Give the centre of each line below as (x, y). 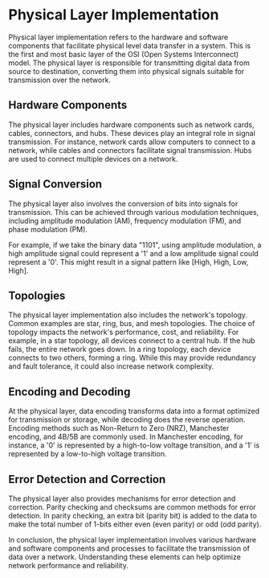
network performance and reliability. (68, 566)
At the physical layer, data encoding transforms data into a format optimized (134, 411)
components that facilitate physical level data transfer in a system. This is (130, 45)
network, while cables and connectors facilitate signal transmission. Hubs (130, 150)
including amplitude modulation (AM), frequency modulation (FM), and (125, 221)
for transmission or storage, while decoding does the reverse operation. (127, 419)
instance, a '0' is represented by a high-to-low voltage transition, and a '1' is (134, 445)
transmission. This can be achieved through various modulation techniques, (134, 212)
